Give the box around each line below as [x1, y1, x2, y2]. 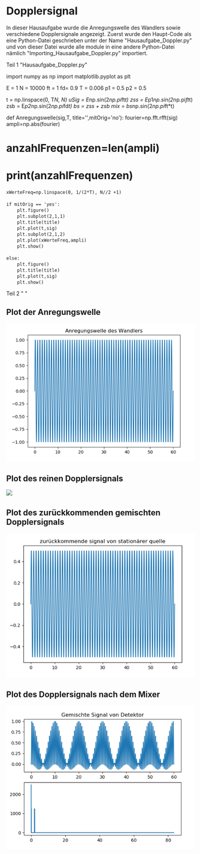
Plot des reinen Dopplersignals [6, 473, 123, 483]
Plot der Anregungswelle [6, 307, 101, 317]
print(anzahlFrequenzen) [6, 169, 134, 182]
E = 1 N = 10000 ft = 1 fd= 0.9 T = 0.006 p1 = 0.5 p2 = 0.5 [6, 84, 147, 91]
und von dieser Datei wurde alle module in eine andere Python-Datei [6, 43, 175, 50]
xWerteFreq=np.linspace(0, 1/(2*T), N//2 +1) [6, 190, 122, 196]
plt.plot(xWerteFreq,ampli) [17, 237, 87, 243]
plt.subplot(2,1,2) [17, 231, 66, 237]
